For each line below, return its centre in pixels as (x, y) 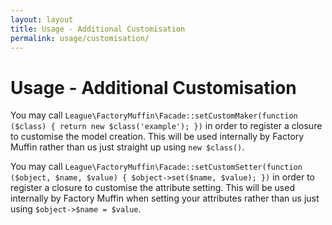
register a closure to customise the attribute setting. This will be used (152, 188)
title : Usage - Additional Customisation (98, 29)
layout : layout (42, 19)
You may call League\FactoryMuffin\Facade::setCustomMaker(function (154, 115)
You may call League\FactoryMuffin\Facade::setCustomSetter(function (156, 167)
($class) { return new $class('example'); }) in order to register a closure (166, 126)
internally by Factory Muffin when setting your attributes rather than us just (165, 198)
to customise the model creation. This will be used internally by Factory (157, 137)
